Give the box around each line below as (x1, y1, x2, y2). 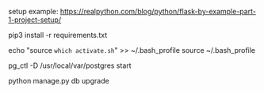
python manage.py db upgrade (8, 76, 109, 85)
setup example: (8, 7, 59, 16)
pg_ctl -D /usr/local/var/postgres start (8, 61, 132, 70)
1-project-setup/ (8, 15, 62, 24)
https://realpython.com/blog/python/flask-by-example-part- (59, 7, 256, 16)
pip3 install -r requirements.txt (8, 31, 108, 39)
